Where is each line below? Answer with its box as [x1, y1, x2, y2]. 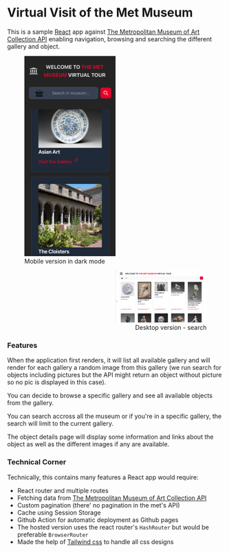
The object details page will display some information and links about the [7, 432, 214, 441]
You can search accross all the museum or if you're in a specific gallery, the [7, 412, 222, 421]
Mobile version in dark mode [24, 257, 105, 265]
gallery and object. [7, 42, 61, 50]
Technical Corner [7, 457, 67, 467]
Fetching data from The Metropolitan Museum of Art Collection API [17, 494, 207, 502]
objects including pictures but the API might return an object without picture [7, 371, 222, 379]
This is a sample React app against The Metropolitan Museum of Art [7, 28, 200, 36]
